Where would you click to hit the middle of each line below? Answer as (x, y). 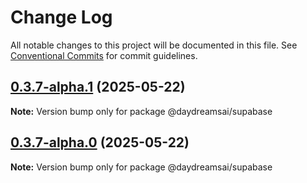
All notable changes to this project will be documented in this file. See (154, 45)
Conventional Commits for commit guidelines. (104, 55)
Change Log (61, 17)
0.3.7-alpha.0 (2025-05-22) (100, 142)
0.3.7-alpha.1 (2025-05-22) (98, 87)
